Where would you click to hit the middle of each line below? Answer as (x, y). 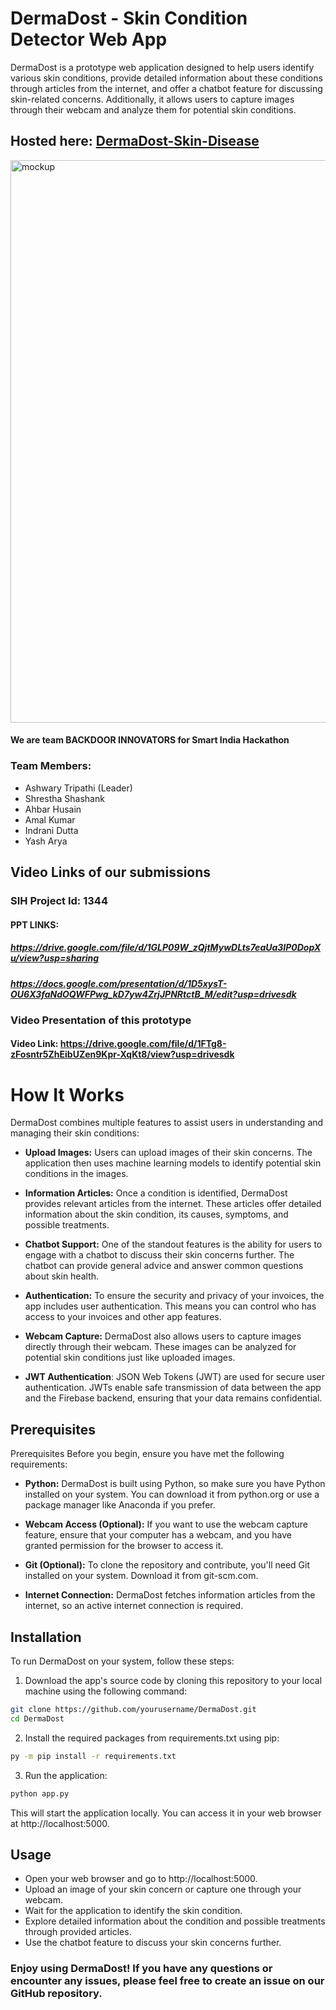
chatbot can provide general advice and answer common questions (164, 1266)
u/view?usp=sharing (55, 958)
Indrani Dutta (51, 830)
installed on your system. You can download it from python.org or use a (172, 1494)
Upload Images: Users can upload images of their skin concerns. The (168, 1153)
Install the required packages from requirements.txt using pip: (152, 1738)
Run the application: (66, 1775)
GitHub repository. (56, 1994)
